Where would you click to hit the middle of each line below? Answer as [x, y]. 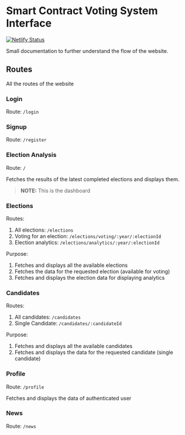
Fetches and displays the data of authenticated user [69, 398]
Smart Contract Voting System [82, 11]
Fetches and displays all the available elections [71, 265]
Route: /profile [25, 387]
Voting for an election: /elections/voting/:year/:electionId [88, 236]
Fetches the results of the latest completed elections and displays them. [93, 179]
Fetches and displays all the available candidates [73, 346]
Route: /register [26, 140]
